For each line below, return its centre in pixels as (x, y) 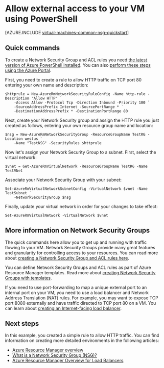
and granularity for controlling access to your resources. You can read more (82, 253)
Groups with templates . (29, 278)
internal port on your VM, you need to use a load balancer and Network (77, 292)
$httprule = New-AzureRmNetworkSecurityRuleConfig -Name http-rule (75, 94)
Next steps (22, 324)
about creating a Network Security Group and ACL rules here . (67, 258)
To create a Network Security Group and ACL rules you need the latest (76, 60)
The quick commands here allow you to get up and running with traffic (76, 242)
